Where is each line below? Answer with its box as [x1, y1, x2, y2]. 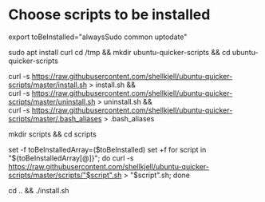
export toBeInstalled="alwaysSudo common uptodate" [8, 32, 188, 42]
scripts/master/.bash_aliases [8, 113, 102, 123]
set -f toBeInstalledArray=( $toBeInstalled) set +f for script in [8, 145, 207, 154]
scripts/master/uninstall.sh [8, 97, 96, 106]
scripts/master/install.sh [8, 80, 88, 89]
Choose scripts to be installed [8, 6, 211, 24]
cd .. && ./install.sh [8, 185, 69, 195]
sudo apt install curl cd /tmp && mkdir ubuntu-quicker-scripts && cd [8, 47, 231, 57]
